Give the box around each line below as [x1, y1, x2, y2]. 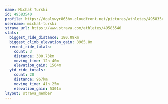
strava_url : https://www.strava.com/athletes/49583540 [5, 26, 122, 31]
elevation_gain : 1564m [14, 63, 61, 68]
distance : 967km [14, 77, 48, 82]
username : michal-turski [5, 21, 57, 26]
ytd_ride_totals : [9, 68, 46, 73]
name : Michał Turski [5, 7, 48, 12]
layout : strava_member [5, 91, 52, 96]
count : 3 [14, 49, 32, 54]
